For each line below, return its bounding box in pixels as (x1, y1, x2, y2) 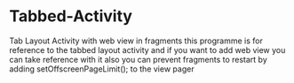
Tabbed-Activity (9, 6, 133, 26)
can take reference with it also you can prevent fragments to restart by (9, 54, 268, 64)
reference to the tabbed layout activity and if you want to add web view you (9, 44, 286, 55)
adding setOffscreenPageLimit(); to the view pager (9, 64, 195, 74)
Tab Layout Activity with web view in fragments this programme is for (9, 35, 264, 46)
